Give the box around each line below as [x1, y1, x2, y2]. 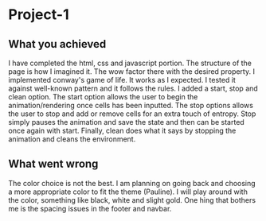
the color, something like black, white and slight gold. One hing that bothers [8, 195, 256, 204]
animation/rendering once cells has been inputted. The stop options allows [8, 101, 253, 110]
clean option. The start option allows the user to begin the [8, 92, 198, 101]
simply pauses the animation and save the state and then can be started [8, 118, 244, 126]
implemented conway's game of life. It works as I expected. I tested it [8, 76, 237, 84]
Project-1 [8, 6, 69, 24]
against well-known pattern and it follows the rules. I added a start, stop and [8, 83, 259, 93]
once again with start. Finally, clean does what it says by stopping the [8, 126, 237, 135]
